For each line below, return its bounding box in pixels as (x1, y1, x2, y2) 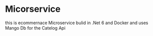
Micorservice (5, 3, 61, 15)
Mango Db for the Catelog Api (5, 25, 66, 31)
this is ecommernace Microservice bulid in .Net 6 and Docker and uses (5, 20, 149, 26)
